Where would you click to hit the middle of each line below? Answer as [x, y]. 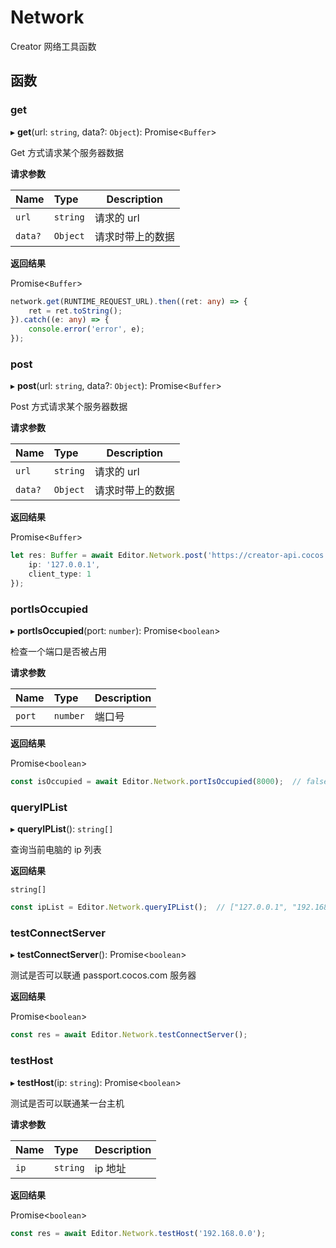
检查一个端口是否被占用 [58, 652]
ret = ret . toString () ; [75, 311]
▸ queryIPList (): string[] [62, 829]
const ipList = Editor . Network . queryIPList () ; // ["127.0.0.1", [149, 907]
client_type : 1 [60, 574]
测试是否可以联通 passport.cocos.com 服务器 [103, 975]
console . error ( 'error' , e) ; [86, 329]
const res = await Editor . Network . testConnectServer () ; [129, 1035]
